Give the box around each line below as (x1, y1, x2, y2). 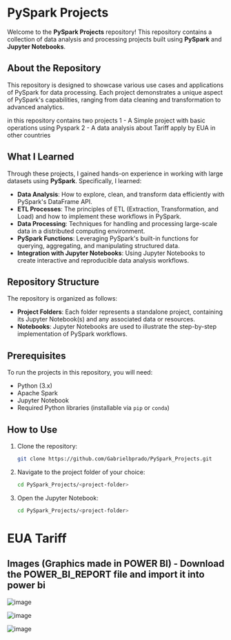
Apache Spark (17, 389, 59, 397)
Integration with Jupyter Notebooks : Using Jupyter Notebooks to (17, 249, 205, 257)
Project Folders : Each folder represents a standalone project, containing (17, 308, 223, 316)
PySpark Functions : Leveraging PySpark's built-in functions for (17, 234, 199, 243)
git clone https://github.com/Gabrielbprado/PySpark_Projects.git (17, 455, 212, 462)
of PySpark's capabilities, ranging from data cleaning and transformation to (7, 95, 221, 104)
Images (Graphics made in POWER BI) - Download (7, 558, 225, 570)
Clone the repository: (17, 442, 78, 450)
